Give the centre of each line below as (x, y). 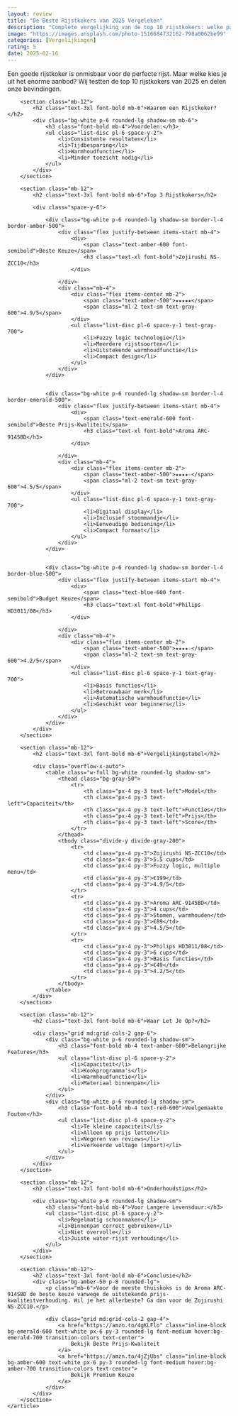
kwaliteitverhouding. (39, 1300)
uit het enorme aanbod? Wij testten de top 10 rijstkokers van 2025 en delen (117, 81)
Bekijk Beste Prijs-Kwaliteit (115, 1344)
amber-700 (22, 1368)
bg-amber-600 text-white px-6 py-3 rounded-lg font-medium (96, 1362)
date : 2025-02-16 (33, 54)
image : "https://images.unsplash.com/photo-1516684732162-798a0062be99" (117, 34)
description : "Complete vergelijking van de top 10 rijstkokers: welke (115, 27)
